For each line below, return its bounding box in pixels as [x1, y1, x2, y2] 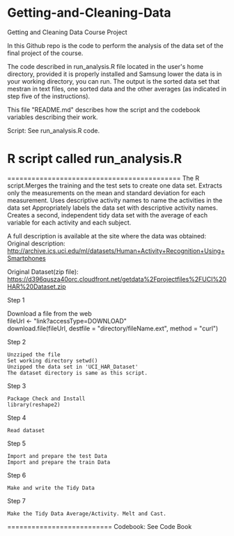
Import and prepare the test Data [7, 452, 108, 459]
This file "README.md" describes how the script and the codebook [7, 105, 201, 114]
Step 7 [7, 496, 26, 505]
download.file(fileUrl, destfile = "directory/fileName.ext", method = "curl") [7, 324, 219, 332]
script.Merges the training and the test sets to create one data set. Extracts [7, 181, 223, 190]
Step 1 [7, 296, 25, 304]
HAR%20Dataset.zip [7, 282, 66, 291]
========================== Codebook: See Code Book [7, 522, 192, 530]
